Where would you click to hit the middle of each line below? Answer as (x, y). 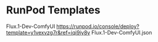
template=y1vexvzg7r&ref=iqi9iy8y (48, 32)
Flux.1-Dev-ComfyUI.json (121, 32)
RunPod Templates (53, 10)
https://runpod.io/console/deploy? (98, 26)
